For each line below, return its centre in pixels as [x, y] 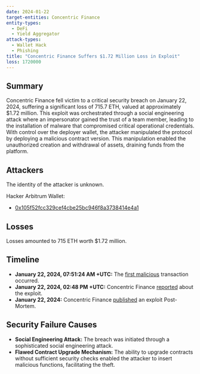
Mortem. [25, 306]
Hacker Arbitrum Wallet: [36, 196]
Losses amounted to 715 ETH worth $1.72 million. [67, 241]
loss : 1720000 [24, 62]
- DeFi [20, 28]
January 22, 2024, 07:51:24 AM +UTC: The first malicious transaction [102, 274]
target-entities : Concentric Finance [53, 17]
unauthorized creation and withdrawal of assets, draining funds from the [95, 145]
